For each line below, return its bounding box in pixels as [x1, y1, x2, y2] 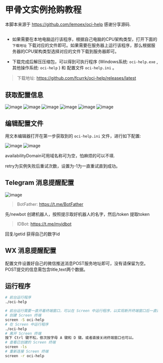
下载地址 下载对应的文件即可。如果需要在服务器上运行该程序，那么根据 [12, 42, 151, 49]
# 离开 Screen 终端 [5, 331, 42, 336]
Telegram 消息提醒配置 [5, 179, 74, 187]
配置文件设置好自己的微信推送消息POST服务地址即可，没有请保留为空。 [5, 260, 148, 266]
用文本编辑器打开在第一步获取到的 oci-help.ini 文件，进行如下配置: [5, 133, 141, 139]
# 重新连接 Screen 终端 [5, 349, 49, 354]
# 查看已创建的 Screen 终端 [5, 340, 56, 345]
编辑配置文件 [5, 119, 44, 128]
